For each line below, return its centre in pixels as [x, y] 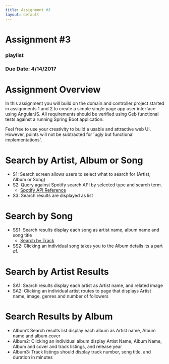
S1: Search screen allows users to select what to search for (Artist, [81, 174]
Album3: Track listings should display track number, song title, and [82, 352]
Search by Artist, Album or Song [74, 160]
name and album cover [36, 336]
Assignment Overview [53, 89]
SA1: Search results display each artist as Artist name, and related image [88, 285]
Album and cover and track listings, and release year [67, 347]
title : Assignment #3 [28, 10]
